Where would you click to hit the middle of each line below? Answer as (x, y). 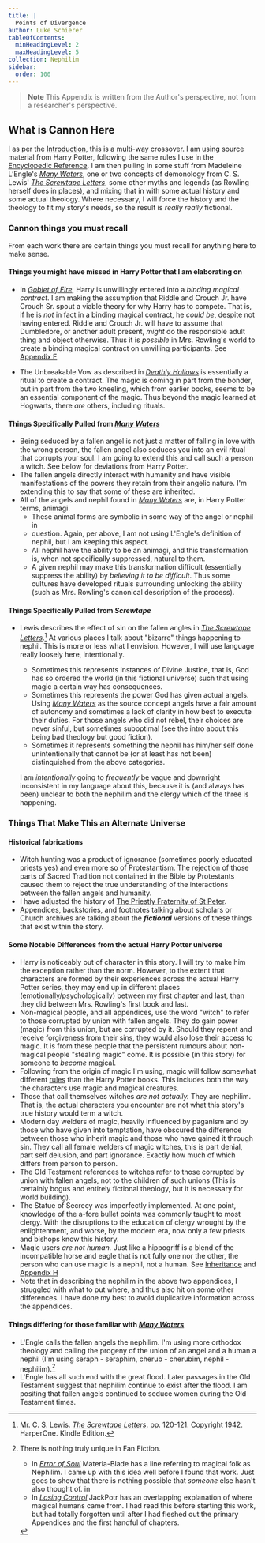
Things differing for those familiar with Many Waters (96, 1324)
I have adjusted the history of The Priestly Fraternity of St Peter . (123, 901)
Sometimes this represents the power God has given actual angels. (140, 695)
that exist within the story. (62, 927)
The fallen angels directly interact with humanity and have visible (125, 475)
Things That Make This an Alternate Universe (97, 822)
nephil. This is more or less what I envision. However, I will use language (137, 646)
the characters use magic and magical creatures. (99, 1088)
